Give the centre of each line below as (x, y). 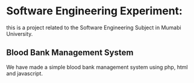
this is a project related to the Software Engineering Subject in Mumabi (94, 27)
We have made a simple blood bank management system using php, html (97, 67)
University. (20, 33)
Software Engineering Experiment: (94, 11)
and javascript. (25, 73)
